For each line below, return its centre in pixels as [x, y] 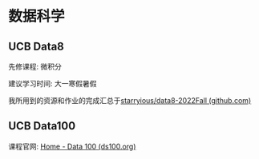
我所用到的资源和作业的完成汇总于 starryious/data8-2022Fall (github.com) [130, 100]
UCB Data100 [42, 126]
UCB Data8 [36, 46]
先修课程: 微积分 [35, 66]
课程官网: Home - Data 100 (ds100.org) [72, 146]
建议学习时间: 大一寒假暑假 [53, 83]
